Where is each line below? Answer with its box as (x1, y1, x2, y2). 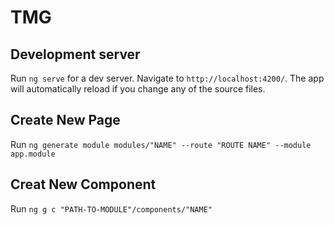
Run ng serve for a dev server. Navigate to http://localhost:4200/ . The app (10, 72, 325, 84)
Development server (10, 46, 141, 63)
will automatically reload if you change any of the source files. (10, 83, 266, 95)
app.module (10, 149, 56, 159)
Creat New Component (10, 176, 157, 193)
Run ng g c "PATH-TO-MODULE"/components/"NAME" (10, 202, 213, 215)
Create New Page (10, 112, 121, 129)
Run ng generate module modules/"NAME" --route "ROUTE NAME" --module (10, 138, 312, 150)
